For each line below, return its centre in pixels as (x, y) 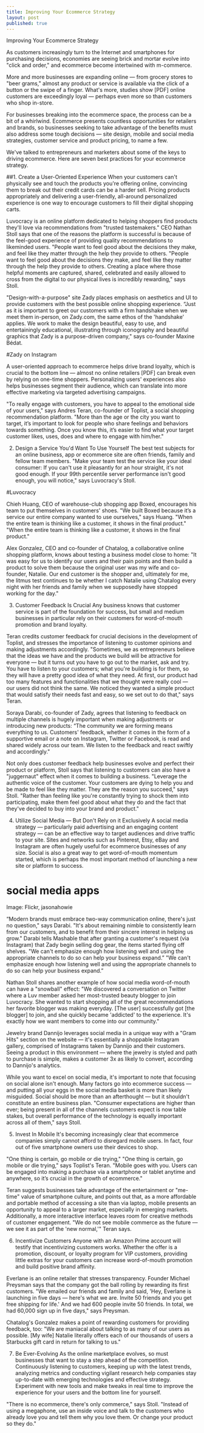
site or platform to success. (49, 866)
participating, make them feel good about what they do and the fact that (96, 802)
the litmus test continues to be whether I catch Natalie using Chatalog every (101, 581)
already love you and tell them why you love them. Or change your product (100, 1417)
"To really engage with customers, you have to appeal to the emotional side (101, 404)
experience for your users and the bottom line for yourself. (88, 1393)
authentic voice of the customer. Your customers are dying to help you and (100, 783)
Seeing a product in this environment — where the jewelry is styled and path (102, 1053)
